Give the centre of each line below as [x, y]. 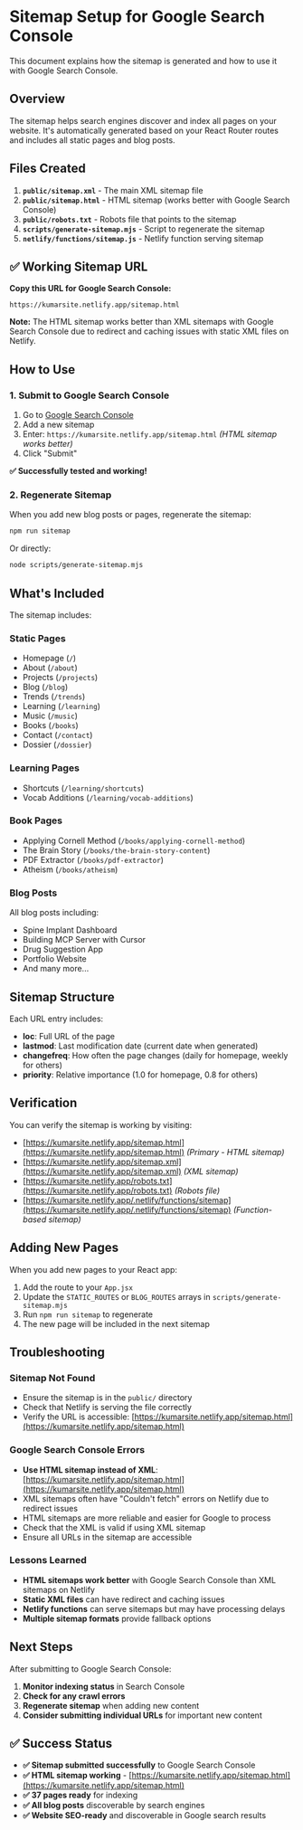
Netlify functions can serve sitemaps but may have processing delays [154, 1608]
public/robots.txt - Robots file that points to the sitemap [129, 219]
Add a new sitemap [58, 425]
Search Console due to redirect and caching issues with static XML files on [149, 331]
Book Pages [36, 820]
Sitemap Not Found [52, 1378]
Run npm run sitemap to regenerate [88, 1314]
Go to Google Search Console [78, 415]
